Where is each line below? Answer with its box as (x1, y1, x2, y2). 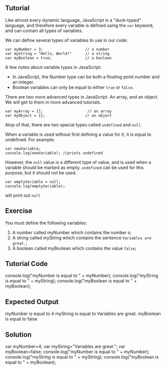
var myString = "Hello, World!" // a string (5, 51, 110, 56)
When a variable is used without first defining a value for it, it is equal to (5, 131, 152, 137)
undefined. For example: (5, 136, 55, 143)
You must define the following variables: (5, 220, 87, 226)
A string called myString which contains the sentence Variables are (12, 235, 152, 241)
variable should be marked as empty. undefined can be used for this (5, 164, 144, 170)
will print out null (5, 192, 41, 198)
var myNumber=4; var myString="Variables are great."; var (5, 344, 125, 350)
